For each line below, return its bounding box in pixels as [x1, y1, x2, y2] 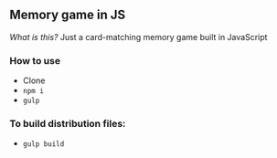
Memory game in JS [9, 7, 126, 23]
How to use [9, 54, 61, 67]
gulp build [22, 140, 65, 149]
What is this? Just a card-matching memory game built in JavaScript [9, 31, 268, 42]
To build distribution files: [9, 118, 126, 131]
